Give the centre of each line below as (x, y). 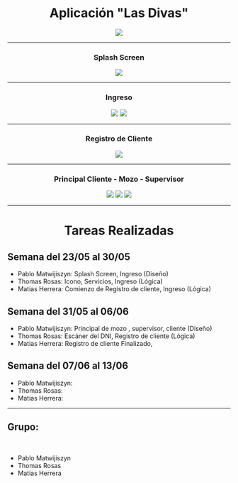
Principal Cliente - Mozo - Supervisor (119, 179)
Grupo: (23, 427)
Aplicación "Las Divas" (119, 13)
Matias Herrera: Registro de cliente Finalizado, (85, 343)
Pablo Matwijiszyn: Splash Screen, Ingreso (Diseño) (93, 274)
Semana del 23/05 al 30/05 (69, 257)
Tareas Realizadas (119, 230)
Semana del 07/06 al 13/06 (68, 366)
